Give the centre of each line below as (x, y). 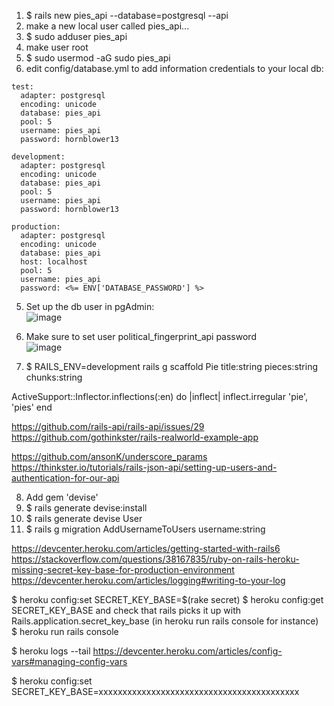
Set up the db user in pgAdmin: (90, 306)
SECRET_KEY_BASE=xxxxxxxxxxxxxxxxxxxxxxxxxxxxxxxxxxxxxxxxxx (155, 691)
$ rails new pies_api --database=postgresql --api (127, 15)
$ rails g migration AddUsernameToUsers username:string (145, 529)
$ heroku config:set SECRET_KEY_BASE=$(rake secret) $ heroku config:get (167, 599)
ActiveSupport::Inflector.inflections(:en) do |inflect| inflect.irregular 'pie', (160, 396)
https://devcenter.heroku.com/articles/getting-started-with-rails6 (146, 548)
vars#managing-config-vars (69, 661)
